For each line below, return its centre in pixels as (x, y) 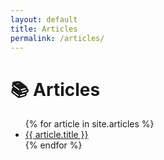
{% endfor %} (53, 145)
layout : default (44, 19)
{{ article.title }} (56, 135)
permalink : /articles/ (57, 38)
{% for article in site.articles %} (89, 124)
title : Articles (44, 29)
